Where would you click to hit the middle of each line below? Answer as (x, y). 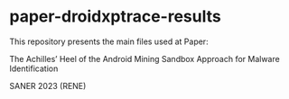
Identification (34, 68)
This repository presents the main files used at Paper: (109, 41)
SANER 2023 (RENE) (48, 85)
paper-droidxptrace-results (115, 17)
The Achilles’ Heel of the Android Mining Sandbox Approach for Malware (144, 58)
